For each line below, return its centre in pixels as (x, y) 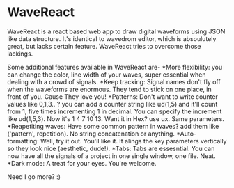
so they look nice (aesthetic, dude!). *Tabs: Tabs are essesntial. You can (111, 148)
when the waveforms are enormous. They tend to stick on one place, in (109, 89)
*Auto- (187, 134)
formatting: (23, 141)
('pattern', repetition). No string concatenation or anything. (91, 134)
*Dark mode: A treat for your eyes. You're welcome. (82, 163)
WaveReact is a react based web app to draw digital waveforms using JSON (116, 31)
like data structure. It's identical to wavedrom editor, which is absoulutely (112, 38)
